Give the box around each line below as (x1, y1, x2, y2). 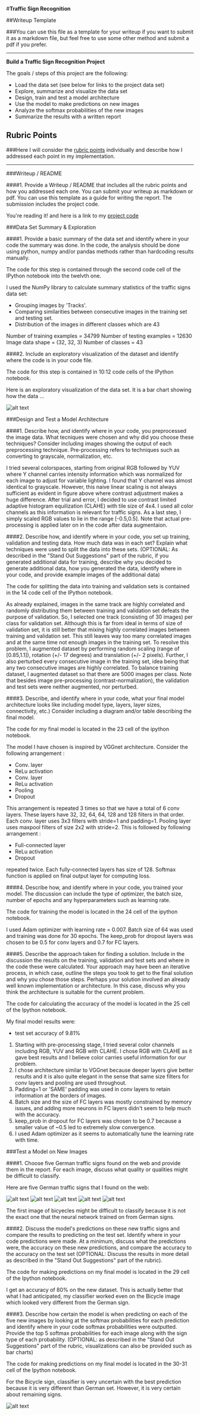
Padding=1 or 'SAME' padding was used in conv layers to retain (14, 1085, 171, 1093)
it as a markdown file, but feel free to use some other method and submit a (6, 35, 189, 41)
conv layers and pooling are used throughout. (14, 1079, 127, 1086)
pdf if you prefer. (6, 41, 48, 48)
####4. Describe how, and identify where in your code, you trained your (6, 884, 183, 891)
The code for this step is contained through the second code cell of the (6, 265, 181, 273)
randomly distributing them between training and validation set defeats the (6, 607, 189, 614)
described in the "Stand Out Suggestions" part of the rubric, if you (6, 552, 169, 559)
